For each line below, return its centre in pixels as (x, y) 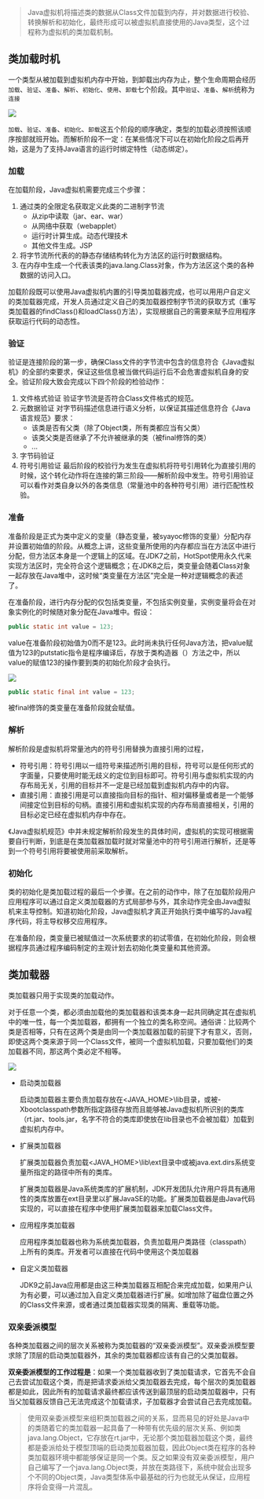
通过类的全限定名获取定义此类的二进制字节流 (92, 207)
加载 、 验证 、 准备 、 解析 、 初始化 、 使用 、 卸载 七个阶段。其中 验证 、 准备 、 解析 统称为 (132, 89)
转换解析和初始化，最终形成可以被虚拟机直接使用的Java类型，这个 (135, 22)
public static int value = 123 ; (61, 627)
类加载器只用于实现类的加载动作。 (63, 995)
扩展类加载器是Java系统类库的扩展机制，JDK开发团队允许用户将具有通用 (137, 1189)
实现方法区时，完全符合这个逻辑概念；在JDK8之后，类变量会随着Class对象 (129, 566)
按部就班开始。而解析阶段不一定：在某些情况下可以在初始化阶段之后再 (128, 139)
